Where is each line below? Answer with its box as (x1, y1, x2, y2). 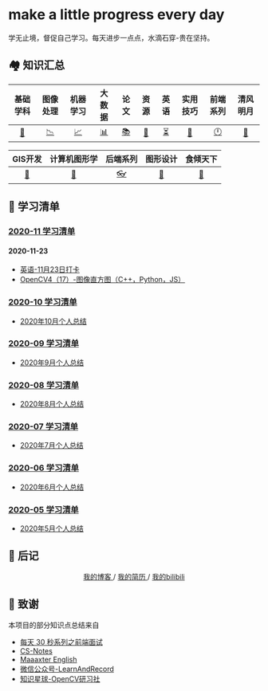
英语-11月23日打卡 (19, 265, 80, 274)
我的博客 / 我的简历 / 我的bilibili (83, 571, 185, 581)
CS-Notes (19, 646, 53, 655)
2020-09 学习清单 (8, 338, 80, 349)
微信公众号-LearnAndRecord (19, 664, 114, 673)
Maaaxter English (19, 654, 77, 664)
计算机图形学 (49, 153, 98, 164)
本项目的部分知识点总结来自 (8, 620, 100, 630)
